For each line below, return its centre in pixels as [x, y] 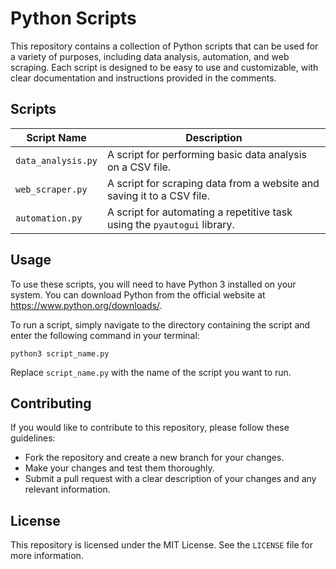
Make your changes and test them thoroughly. [119, 468]
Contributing [51, 403]
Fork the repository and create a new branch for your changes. [154, 458]
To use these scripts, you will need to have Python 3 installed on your [153, 284]
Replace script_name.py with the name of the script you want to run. [151, 372]
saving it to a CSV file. [158, 195]
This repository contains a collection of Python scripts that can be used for [164, 46]
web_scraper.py [51, 189]
